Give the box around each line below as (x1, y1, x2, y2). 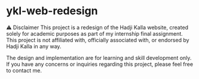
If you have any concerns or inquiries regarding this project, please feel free (6, 61, 193, 68)
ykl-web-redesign (6, 4, 98, 18)
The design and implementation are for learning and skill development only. (6, 54, 192, 61)
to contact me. (6, 67, 42, 74)
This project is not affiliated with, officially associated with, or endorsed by (6, 36, 189, 43)
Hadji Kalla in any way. (6, 43, 62, 50)
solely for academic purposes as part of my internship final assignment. (6, 30, 183, 37)
